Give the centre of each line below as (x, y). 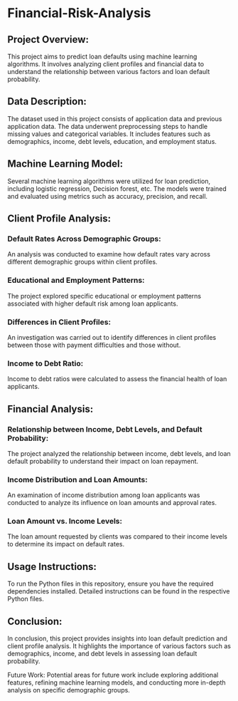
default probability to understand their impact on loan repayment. (103, 461)
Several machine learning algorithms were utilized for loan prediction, (109, 181)
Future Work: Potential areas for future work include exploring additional (113, 675)
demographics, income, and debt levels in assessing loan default (102, 654)
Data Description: (47, 102)
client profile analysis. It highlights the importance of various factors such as (119, 646)
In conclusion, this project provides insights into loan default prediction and (117, 638)
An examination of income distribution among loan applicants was (104, 495)
